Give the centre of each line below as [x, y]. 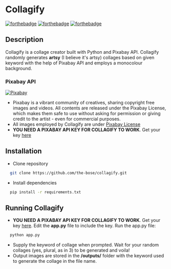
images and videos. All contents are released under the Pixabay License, [89, 108]
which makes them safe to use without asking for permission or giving [87, 114]
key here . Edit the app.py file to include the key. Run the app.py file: [84, 226]
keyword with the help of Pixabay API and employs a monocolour [74, 63]
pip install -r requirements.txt [46, 192]
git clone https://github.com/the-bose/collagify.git [68, 173]
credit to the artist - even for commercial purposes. [67, 119]
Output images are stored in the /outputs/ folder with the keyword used [88, 256]
